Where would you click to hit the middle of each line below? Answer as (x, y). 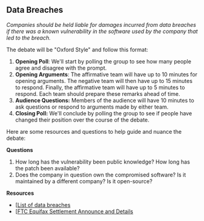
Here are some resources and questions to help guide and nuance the (94, 131)
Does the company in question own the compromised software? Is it (100, 175)
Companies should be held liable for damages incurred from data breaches (101, 24)
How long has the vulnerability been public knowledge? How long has (103, 162)
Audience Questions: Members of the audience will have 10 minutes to (105, 100)
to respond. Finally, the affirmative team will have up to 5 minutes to (100, 87)
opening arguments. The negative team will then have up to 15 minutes (104, 81)
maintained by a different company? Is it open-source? (84, 181)
